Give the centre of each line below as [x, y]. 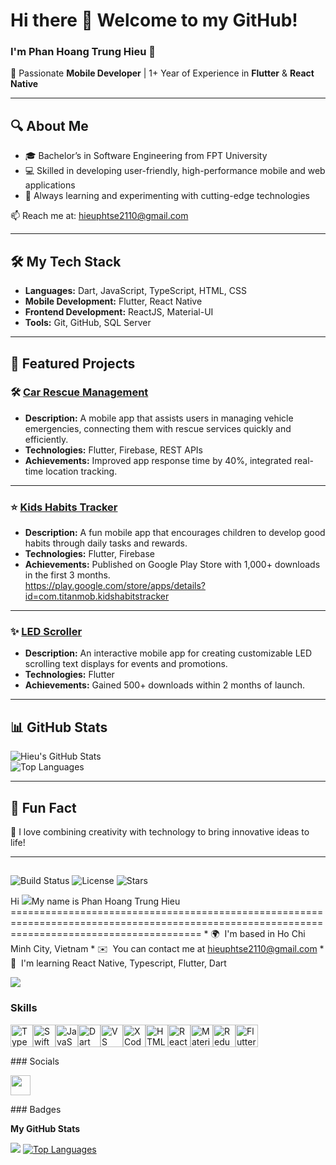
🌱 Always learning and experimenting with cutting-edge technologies [167, 196]
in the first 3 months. [67, 575]
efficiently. [46, 439]
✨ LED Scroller [46, 632]
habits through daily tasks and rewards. [106, 543]
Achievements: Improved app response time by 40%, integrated [158, 460]
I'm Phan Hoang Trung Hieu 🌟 [83, 52]
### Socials [35, 1061]
